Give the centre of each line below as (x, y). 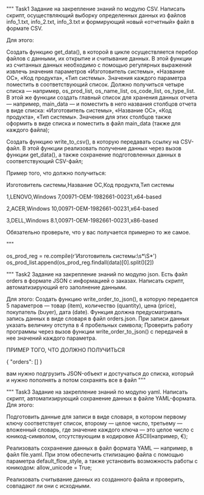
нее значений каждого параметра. (52, 338)
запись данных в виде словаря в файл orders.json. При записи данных (98, 318)
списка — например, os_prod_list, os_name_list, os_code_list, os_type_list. (101, 91)
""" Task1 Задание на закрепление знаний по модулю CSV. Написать (96, 9)
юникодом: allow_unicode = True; (49, 468)
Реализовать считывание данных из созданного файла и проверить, (95, 479)
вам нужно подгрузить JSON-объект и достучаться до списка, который (100, 373)
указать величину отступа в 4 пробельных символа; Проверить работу (100, 325)
